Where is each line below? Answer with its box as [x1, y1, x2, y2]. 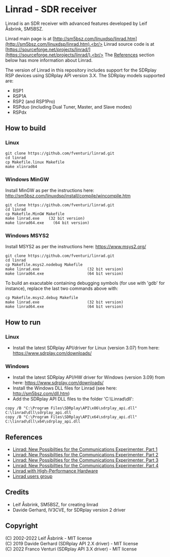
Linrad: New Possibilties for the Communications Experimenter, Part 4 [12, 463, 159, 469]
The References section [105, 52, 155, 58]
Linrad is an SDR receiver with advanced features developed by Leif [5, 20, 147, 26]
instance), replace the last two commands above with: [5, 285, 118, 291]
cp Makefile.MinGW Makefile [5, 211, 65, 216]
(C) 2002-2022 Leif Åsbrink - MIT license [5, 535, 92, 541]
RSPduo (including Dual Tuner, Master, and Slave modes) [12, 104, 132, 110]
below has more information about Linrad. [5, 57, 93, 63]
